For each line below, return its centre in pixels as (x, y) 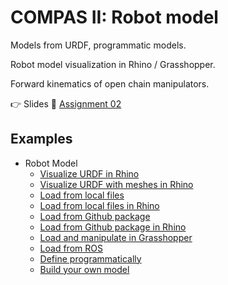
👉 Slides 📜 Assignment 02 (66, 103)
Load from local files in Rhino (99, 205)
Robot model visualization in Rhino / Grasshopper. (113, 64)
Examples (41, 139)
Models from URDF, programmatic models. (98, 45)
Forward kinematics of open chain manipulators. (110, 83)
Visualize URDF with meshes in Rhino (116, 184)
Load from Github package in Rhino (113, 227)
